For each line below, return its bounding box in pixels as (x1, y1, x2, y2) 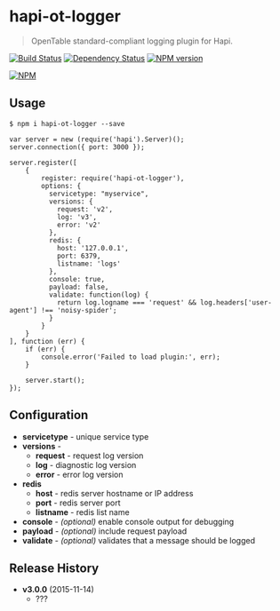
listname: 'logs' (56, 259, 122, 268)
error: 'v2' (56, 220, 101, 229)
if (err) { (25, 345, 66, 353)
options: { (41, 181, 82, 190)
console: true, (48, 274, 105, 283)
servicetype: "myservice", (48, 189, 149, 198)
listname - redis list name (35, 506, 131, 517)
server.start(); (25, 376, 86, 385)
